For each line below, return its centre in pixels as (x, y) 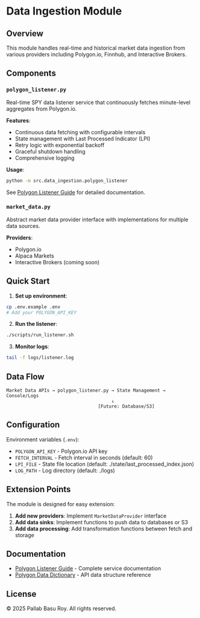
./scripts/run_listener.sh (40, 335)
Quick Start (28, 281)
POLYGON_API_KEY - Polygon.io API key (61, 451)
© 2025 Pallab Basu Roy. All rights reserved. (61, 608)
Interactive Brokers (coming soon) (57, 262)
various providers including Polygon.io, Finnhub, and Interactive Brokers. (96, 54)
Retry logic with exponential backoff (60, 145)
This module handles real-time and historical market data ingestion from (96, 48)
